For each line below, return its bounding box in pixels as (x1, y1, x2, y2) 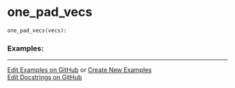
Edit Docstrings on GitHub (7, 73, 83, 82)
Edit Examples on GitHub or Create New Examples (7, 66, 152, 74)
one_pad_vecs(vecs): (7, 27, 68, 34)
